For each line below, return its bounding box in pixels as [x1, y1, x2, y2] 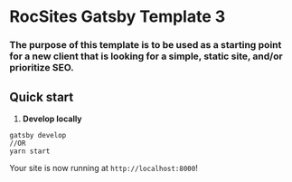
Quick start [9, 89, 74, 105]
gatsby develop [9, 130, 67, 139]
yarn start [9, 147, 51, 156]
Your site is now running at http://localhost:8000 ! [9, 162, 199, 173]
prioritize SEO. [9, 62, 74, 74]
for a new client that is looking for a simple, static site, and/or [9, 50, 283, 62]
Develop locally [22, 113, 83, 124]
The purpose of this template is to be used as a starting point [9, 39, 282, 52]
